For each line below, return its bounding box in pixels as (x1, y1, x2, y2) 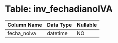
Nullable (76, 21, 97, 28)
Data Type (47, 21, 72, 28)
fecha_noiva (7, 30, 36, 37)
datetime (47, 30, 68, 37)
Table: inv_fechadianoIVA (5, 3, 113, 15)
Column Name (7, 21, 42, 28)
